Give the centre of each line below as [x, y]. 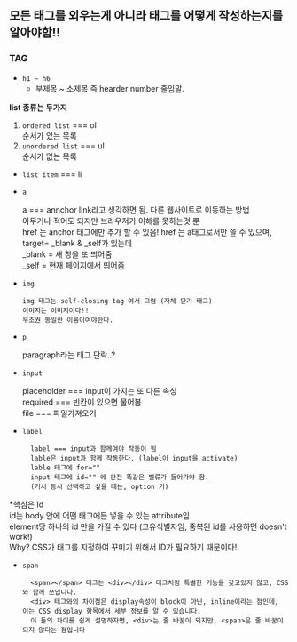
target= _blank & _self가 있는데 [77, 243]
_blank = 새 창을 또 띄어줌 [67, 254]
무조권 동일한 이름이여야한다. [67, 320]
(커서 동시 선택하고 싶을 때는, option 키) [100, 486]
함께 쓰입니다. [55, 592]
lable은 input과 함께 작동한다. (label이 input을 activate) [134, 458]
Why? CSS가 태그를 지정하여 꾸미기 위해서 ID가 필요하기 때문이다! [123, 547]
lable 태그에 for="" [66, 468]
